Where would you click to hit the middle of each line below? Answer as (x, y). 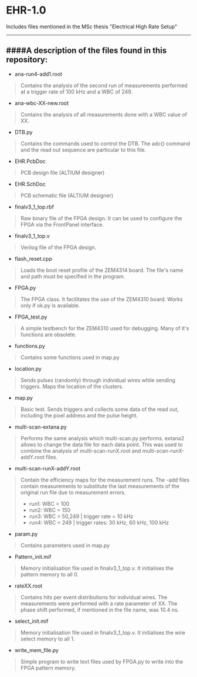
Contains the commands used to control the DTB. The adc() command (105, 143)
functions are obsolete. (48, 334)
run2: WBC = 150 (50, 510)
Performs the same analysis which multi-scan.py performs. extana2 (102, 438)
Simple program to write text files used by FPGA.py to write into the (102, 661)
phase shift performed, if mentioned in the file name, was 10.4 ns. (100, 609)
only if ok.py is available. (50, 305)
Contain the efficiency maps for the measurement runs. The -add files (105, 480)
